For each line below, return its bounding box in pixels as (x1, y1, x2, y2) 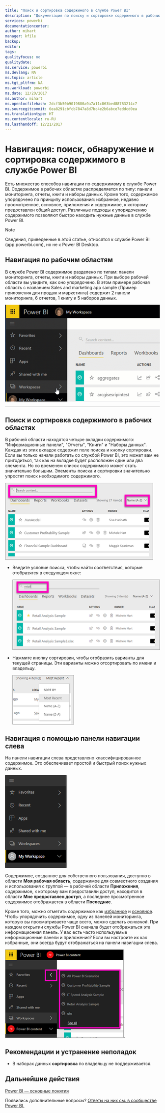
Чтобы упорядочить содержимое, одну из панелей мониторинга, (5, 914, 142, 919)
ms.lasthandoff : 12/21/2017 (5, 122, 63, 127)
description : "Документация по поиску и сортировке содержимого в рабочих (5, 13, 162, 18)
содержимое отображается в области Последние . (5, 899, 112, 905)
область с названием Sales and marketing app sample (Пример (5, 284, 137, 290)
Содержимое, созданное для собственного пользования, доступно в (5, 873, 151, 879)
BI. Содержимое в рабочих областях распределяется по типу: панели (5, 186, 152, 192)
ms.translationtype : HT (5, 111, 54, 116)
